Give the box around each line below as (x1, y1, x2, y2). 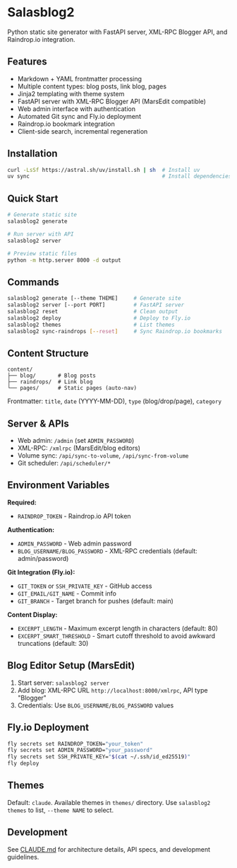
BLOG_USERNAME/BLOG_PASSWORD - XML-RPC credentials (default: (17, 546, 197, 555)
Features (7, 56, 47, 68)
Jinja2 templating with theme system (17, 89, 125, 98)
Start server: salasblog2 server (17, 678, 110, 687)
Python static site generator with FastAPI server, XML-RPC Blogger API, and (7, 28, 228, 36)
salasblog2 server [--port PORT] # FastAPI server (7, 301, 185, 308)
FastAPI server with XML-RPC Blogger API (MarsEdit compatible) (17, 97, 207, 105)
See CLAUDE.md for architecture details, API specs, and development (7, 845, 210, 853)
